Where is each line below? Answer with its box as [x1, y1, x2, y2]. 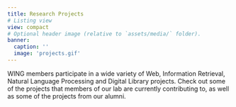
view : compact [7, 23, 50, 30]
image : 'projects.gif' [13, 50, 81, 57]
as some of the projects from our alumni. [7, 91, 126, 100]
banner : [7, 37, 30, 44]
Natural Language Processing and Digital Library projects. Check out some [7, 77, 225, 85]
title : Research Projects [7, 10, 84, 18]
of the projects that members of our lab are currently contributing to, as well [7, 84, 230, 93]
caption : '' [13, 43, 50, 50]
